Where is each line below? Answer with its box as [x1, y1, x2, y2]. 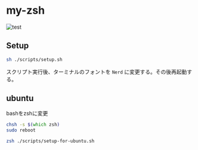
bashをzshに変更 [6, 110, 48, 117]
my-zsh [6, 4, 45, 17]
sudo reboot [6, 127, 36, 133]
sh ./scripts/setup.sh [6, 56, 63, 63]
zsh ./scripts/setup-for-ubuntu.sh [6, 138, 95, 144]
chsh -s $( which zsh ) [6, 122, 60, 128]
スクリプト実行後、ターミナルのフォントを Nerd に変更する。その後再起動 [6, 68, 187, 75]
